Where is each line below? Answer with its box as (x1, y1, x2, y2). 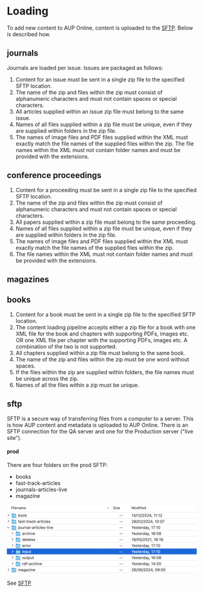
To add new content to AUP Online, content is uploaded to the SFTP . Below (7, 24, 193, 31)
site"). (7, 434, 22, 441)
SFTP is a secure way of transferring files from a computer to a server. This (7, 415, 194, 422)
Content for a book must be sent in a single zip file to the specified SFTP (15, 311, 196, 318)
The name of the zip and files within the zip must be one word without (15, 355, 189, 363)
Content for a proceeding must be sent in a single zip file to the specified (15, 186, 197, 194)
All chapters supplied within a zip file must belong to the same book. (15, 349, 186, 357)
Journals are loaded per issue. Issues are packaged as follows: (7, 64, 163, 71)
